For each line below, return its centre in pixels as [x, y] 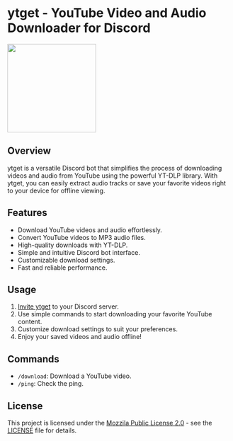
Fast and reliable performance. [62, 268]
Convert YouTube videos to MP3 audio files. [82, 237]
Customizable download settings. [66, 260]
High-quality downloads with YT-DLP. [73, 245]
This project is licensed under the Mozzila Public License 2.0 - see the [110, 423]
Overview [29, 151]
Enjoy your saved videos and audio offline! [79, 337]
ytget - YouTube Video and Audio [107, 13]
